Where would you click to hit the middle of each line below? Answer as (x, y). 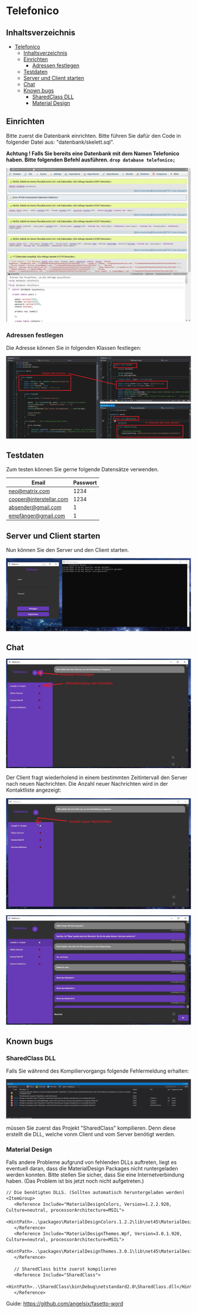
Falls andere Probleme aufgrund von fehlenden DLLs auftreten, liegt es (91, 1162)
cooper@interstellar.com (38, 500)
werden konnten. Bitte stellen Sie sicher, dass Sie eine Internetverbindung (95, 1175)
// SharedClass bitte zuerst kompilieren (65, 1269)
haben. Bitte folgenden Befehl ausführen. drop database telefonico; (91, 160)
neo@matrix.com (29, 491)
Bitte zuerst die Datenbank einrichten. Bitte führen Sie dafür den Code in (94, 135)
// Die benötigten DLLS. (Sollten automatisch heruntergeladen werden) (95, 1193)
